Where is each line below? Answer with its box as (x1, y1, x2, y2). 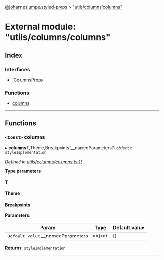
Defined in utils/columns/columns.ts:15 (5, 159, 83, 165)
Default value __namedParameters (7, 233, 88, 239)
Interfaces (5, 66, 30, 72)
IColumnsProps (12, 77, 43, 83)
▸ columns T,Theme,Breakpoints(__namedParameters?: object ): (5, 144, 133, 151)
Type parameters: (5, 168, 42, 174)
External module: (5, 22, 76, 32)
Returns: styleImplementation (5, 245, 66, 251)
